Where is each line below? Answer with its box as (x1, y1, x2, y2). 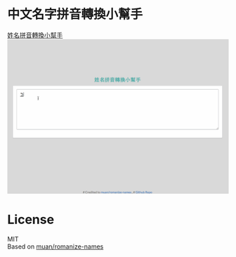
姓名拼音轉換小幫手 (7, 31, 63, 39)
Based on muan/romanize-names (7, 242, 104, 251)
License (7, 211, 55, 228)
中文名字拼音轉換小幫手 (7, 6, 143, 22)
